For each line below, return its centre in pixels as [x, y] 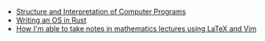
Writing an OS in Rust [51, 20]
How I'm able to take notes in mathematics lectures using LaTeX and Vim [136, 29]
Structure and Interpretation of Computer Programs [101, 12]
